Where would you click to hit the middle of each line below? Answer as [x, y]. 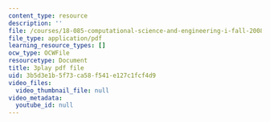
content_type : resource [48, 16]
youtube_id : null [45, 105]
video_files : [30, 83]
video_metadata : [35, 98]
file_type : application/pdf [55, 38]
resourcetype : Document [48, 61]
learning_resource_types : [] [57, 46]
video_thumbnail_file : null [63, 90]
